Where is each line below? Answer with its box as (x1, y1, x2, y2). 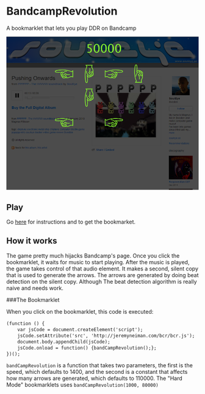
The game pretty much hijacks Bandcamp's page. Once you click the (6, 252, 180, 259)
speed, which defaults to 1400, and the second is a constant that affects (6, 368, 188, 375)
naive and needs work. (6, 284, 64, 292)
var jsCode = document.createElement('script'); (17, 326, 143, 332)
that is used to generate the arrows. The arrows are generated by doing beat (6, 271, 199, 278)
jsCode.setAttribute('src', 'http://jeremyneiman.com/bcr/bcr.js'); (17, 332, 195, 339)
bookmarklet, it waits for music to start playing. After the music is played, (6, 258, 190, 266)
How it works (6, 236, 57, 246)
